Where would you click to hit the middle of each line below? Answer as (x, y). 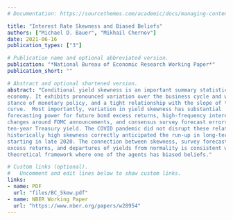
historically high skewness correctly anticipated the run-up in (103, 135)
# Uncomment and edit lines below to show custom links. (94, 174)
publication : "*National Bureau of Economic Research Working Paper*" (111, 65)
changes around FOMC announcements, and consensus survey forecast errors (118, 122)
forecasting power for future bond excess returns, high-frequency (107, 116)
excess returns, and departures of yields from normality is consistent (114, 148)
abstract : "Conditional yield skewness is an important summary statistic (118, 90)
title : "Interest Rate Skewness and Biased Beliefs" (85, 26)
